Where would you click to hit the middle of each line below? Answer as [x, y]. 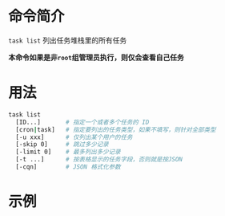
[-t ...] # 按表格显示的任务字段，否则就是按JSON [99, 160]
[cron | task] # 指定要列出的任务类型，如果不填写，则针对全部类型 [116, 129]
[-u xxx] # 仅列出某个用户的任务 [74, 137]
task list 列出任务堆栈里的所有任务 [68, 40]
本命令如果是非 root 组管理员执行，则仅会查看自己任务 [96, 57]
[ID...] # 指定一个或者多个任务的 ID [82, 122]
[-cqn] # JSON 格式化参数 [68, 167]
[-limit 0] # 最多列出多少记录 [68, 152]
